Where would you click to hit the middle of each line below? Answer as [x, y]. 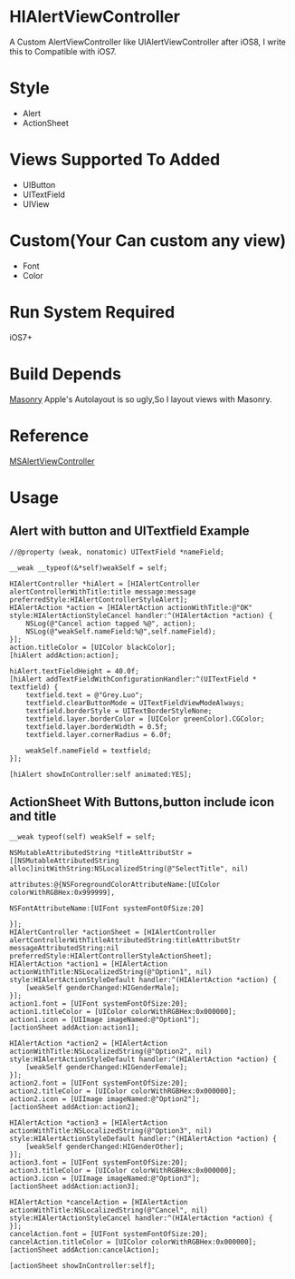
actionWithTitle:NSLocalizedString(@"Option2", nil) [111, 1052]
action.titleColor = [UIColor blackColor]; [93, 647]
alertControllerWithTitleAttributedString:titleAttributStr [125, 940]
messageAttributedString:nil [64, 949]
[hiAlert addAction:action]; [64, 655]
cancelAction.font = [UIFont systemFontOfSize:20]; [109, 1235]
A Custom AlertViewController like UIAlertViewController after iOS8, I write [148, 42]
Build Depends [66, 374]
